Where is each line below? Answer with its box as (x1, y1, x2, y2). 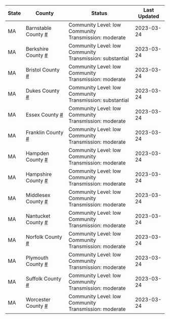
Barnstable (25, 25, 52, 31)
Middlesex (25, 192, 51, 198)
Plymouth (25, 254, 49, 261)
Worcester (25, 296, 51, 303)
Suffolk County (25, 275, 62, 282)
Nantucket (25, 213, 51, 219)
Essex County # (25, 111, 63, 118)
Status (91, 10, 108, 17)
